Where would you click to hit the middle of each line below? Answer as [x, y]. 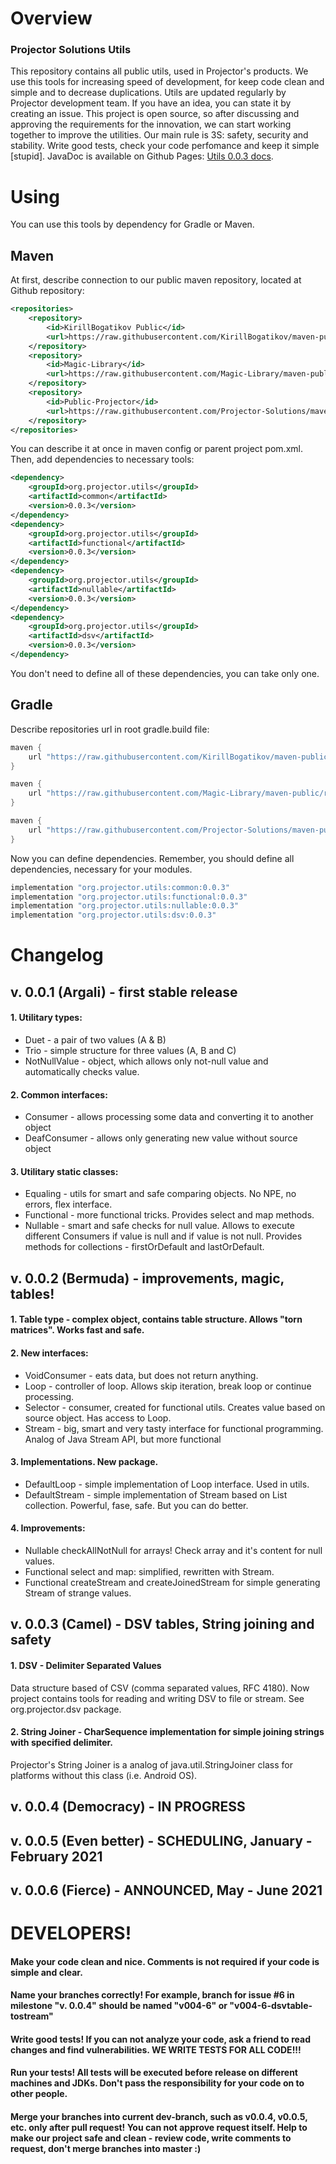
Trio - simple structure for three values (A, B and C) [130, 1050]
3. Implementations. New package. [84, 1462]
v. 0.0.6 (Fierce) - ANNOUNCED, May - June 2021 [166, 1890]
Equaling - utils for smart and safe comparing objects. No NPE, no [160, 1194]
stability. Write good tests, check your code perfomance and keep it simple [165, 146]
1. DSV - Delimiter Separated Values [86, 1665]
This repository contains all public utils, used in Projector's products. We [159, 71]
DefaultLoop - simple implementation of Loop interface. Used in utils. [167, 1484]
